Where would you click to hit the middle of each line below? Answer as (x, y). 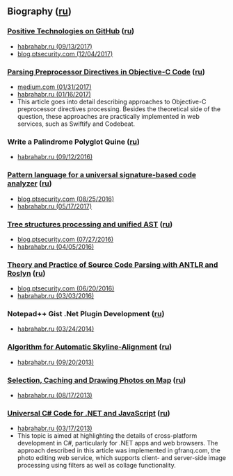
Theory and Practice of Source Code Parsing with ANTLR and (113, 265)
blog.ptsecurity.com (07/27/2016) (65, 239)
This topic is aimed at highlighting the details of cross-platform (107, 436)
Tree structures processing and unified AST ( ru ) (90, 224)
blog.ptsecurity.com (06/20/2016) (66, 288)
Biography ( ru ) (39, 11)
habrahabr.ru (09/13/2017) (55, 46)
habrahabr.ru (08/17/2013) (55, 395)
